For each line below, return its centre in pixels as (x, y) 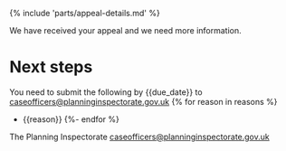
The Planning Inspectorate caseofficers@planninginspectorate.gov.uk (139, 137)
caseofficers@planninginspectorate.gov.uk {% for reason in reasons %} (143, 101)
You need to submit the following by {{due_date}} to (106, 92)
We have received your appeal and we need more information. (125, 30)
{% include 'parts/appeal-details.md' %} (85, 13)
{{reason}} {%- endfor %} (71, 119)
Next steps (51, 67)
